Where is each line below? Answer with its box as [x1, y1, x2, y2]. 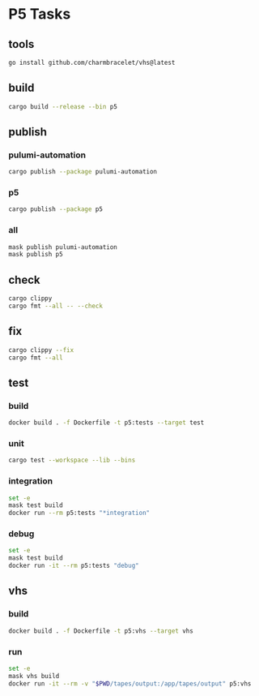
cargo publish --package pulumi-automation [8, 168, 158, 176]
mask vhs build [8, 672, 60, 680]
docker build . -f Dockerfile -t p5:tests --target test [8, 419, 205, 427]
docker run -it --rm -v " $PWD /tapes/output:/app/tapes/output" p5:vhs [8, 679, 252, 688]
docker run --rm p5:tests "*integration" [8, 509, 151, 518]
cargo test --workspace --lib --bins [8, 456, 136, 465]
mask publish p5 [8, 251, 63, 259]
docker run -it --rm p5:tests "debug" [8, 561, 139, 570]
